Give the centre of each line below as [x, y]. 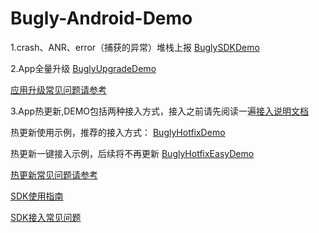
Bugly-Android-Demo [101, 18]
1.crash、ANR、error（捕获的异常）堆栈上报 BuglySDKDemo [135, 47]
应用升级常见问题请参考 [58, 89]
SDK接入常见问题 [46, 217]
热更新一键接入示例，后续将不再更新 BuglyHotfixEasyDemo [132, 153]
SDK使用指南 [37, 196]
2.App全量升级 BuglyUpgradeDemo [83, 68]
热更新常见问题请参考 [54, 174]
